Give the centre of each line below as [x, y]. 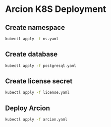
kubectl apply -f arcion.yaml [36, 120]
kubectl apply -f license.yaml [37, 93]
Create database [31, 54]
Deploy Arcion [28, 108]
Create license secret [39, 81]
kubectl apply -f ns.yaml [32, 39]
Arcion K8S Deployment [56, 9]
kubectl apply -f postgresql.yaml [41, 65]
